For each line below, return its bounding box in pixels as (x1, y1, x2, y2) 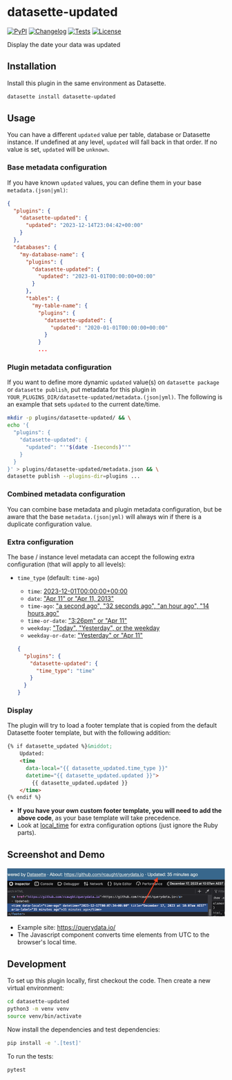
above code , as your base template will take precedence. (17, 814, 181, 822)
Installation (7, 60, 57, 73)
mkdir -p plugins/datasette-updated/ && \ (7, 415, 131, 422)
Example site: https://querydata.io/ (17, 924, 116, 932)
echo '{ (7, 422, 30, 429)
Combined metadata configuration (7, 489, 126, 499)
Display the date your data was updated (7, 40, 121, 48)
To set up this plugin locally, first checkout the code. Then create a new (7, 977, 211, 985)
